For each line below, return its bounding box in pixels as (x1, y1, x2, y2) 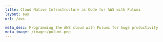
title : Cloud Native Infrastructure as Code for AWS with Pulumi (5, 7, 141, 12)
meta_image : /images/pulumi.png (5, 30, 71, 35)
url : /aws (5, 16, 25, 21)
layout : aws (5, 12, 29, 17)
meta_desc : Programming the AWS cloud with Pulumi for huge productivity (5, 25, 159, 30)
